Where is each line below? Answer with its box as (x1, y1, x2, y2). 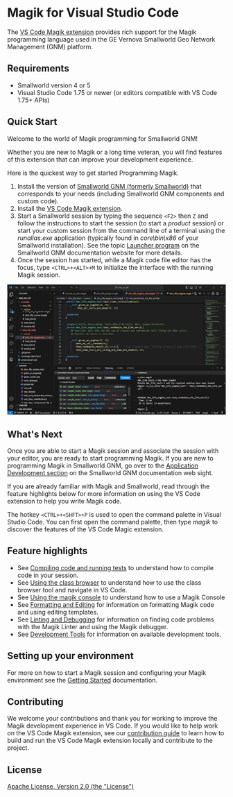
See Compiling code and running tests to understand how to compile (17, 563, 214, 572)
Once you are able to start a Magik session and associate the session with (7, 446, 219, 455)
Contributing (7, 696, 64, 708)
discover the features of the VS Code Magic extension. (7, 525, 164, 533)
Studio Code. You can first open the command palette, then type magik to (7, 517, 218, 526)
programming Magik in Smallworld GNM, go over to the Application (7, 461, 199, 470)
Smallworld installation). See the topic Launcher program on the (17, 241, 200, 249)
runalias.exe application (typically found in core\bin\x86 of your (17, 234, 199, 242)
